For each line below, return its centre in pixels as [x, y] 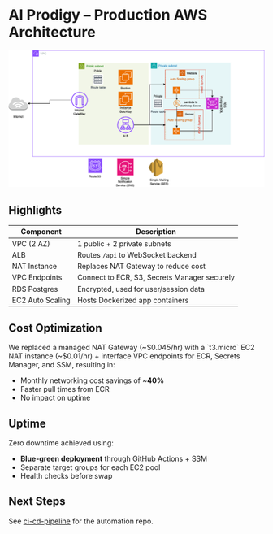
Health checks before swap [66, 476]
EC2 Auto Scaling [41, 300]
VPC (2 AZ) [31, 243]
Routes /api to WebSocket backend [136, 254]
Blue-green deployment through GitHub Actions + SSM [114, 459]
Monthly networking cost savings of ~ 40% [92, 380]
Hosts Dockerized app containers [133, 300]
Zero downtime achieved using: [61, 443]
